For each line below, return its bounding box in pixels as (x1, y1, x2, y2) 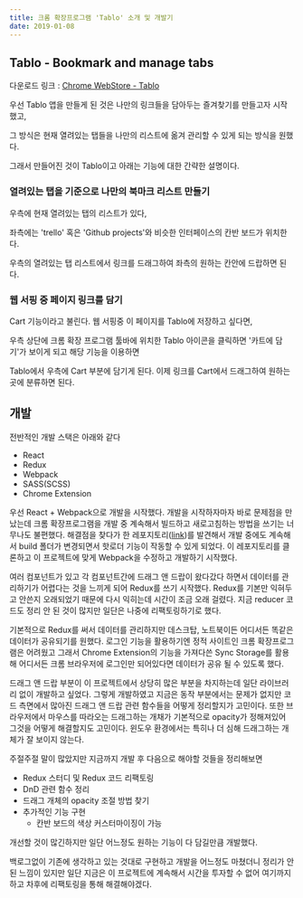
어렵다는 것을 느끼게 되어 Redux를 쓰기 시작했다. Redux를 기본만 (40, 582, 269, 593)
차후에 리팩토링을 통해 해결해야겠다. (25, 878, 152, 889)
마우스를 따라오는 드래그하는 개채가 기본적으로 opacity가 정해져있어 (48, 711, 287, 722)
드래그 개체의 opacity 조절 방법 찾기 (22, 795, 150, 806)
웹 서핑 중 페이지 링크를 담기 (9, 293, 123, 306)
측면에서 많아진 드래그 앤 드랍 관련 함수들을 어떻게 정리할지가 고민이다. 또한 (18, 700, 285, 711)
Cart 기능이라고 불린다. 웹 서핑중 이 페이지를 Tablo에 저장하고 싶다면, (9, 316, 253, 326)
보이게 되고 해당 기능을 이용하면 (28, 345, 140, 357)
